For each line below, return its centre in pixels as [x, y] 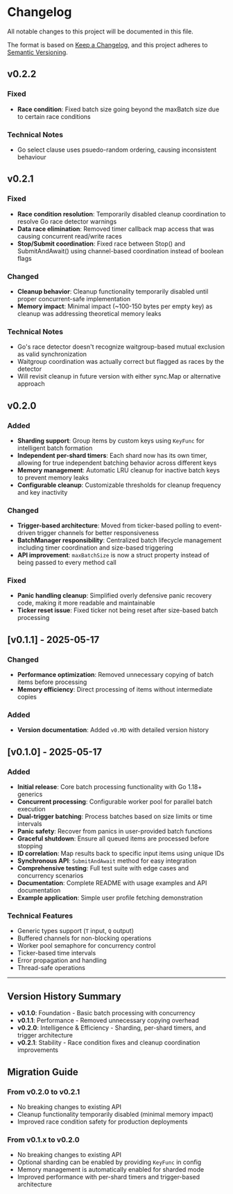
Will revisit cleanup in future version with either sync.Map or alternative [119, 376]
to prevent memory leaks [53, 477]
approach [31, 384]
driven [26, 533]
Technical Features [40, 916]
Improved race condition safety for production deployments [103, 1122]
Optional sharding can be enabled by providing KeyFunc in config [109, 1162]
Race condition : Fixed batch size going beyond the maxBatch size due [118, 109]
